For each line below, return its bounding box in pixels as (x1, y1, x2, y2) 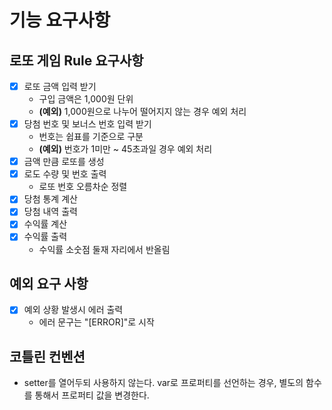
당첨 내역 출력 (23, 206, 78, 218)
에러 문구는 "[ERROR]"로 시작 (38, 316, 155, 328)
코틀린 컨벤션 (9, 348, 86, 365)
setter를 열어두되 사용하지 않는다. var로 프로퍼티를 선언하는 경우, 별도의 (23, 377, 304, 389)
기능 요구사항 (9, 9, 111, 32)
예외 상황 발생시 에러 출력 (23, 304, 124, 316)
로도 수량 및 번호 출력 (23, 168, 107, 180)
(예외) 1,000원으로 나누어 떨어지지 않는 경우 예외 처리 (38, 106, 247, 118)
